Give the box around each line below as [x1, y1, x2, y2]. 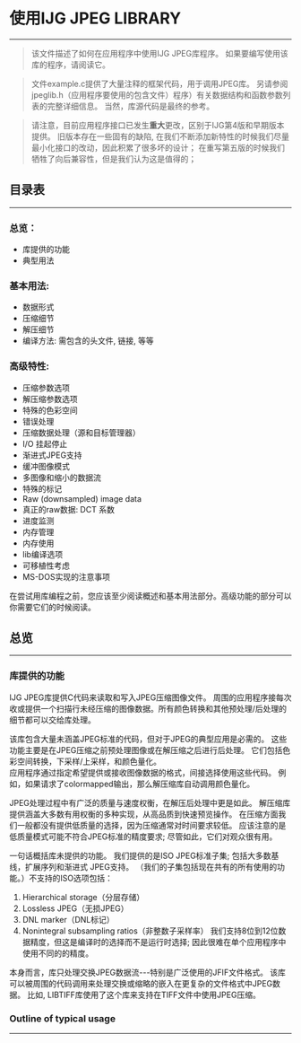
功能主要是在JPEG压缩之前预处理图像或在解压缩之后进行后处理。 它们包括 [9, 744, 283, 755]
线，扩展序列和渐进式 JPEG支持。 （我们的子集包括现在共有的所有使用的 [9, 861, 278, 872]
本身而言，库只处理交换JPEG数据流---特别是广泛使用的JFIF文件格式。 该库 [9, 967, 287, 977]
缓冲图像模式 [21, 460, 70, 471]
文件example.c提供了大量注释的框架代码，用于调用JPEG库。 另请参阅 [30, 78, 288, 89]
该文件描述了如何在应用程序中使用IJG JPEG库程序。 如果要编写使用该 [30, 48, 288, 58]
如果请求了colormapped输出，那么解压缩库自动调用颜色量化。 [24, 778, 255, 789]
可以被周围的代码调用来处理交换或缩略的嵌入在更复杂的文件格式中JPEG [9, 977, 273, 988]
